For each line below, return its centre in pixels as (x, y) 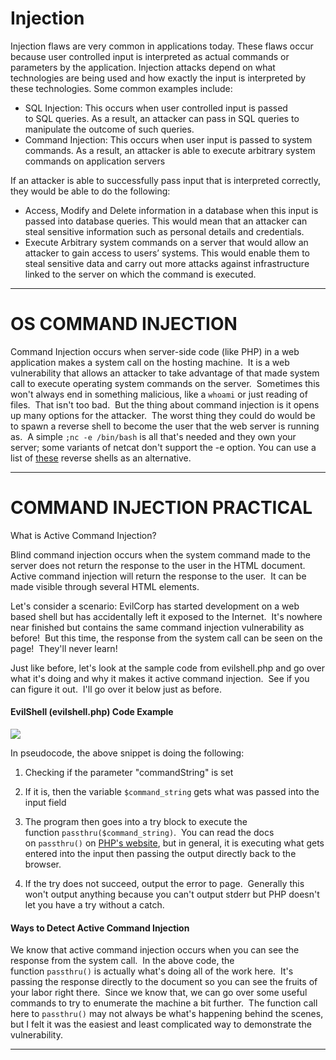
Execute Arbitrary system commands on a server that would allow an (166, 242)
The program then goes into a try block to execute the (136, 822)
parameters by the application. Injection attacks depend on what (143, 67)
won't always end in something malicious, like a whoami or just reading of (159, 394)
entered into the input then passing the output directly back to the (160, 854)
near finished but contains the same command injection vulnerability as (157, 627)
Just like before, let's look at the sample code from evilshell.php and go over (168, 668)
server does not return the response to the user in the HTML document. (158, 565)
